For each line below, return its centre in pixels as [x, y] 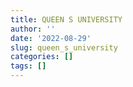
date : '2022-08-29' [51, 38]
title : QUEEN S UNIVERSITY [66, 19]
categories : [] [42, 57]
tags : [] [28, 66]
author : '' [33, 29]
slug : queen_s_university [64, 47]
